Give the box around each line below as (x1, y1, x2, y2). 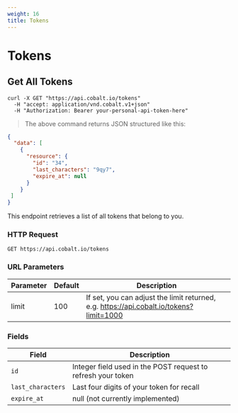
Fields (7, 331, 29, 341)
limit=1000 (86, 310, 123, 320)
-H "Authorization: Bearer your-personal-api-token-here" (13, 107, 189, 114)
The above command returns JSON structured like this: (24, 119, 186, 128)
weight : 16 (7, 10, 40, 18)
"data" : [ (13, 140, 42, 147)
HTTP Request (7, 230, 59, 240)
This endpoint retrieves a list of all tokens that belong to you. (7, 212, 184, 221)
